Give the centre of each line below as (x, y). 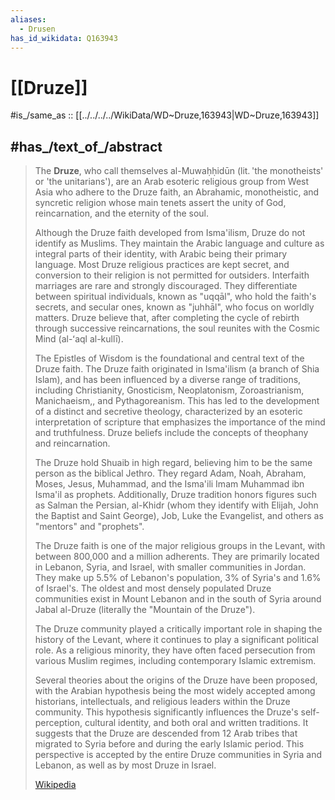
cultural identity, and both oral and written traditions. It (196, 723)
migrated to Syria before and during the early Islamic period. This (169, 744)
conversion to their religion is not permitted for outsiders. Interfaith (172, 275)
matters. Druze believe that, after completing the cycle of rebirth (167, 318)
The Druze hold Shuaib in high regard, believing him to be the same (173, 463)
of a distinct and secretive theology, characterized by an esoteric (168, 412)
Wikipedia (55, 785)
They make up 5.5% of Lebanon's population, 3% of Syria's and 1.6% (178, 578)
